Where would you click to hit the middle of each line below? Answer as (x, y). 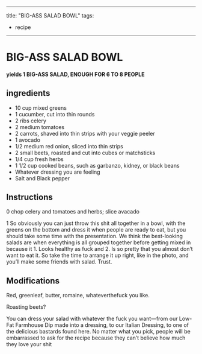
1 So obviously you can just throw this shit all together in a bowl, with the (96, 223)
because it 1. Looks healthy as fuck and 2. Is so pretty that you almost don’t (100, 249)
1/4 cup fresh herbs (39, 159)
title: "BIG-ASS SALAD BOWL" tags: (50, 15)
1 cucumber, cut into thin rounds (55, 114)
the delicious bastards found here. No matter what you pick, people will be (98, 332)
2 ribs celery (31, 121)
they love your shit (29, 344)
